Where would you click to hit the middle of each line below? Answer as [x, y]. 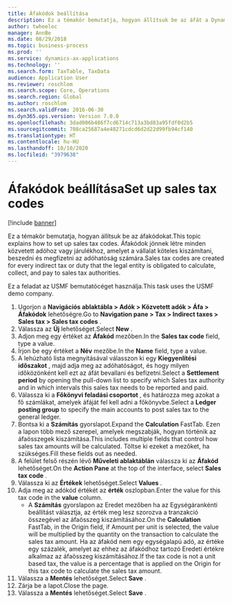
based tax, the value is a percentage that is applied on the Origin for [124, 563]
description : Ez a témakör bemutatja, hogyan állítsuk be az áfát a [108, 20]
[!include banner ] [32, 222]
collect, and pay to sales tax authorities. [64, 273]
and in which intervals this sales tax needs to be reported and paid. [113, 387]
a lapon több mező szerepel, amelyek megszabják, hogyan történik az [117, 431]
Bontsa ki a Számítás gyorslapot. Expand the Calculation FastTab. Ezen [119, 424]
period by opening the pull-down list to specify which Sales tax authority [121, 380]
